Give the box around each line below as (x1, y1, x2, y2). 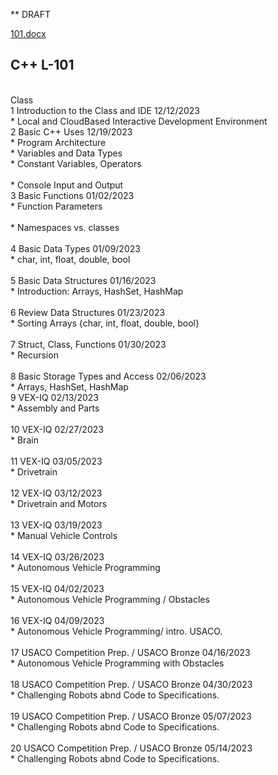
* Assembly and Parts (10, 402, 100, 414)
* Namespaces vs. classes (10, 221, 120, 233)
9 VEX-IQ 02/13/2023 (10, 391, 99, 403)
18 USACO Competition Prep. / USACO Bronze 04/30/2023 (10, 678, 253, 690)
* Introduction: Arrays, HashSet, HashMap (10, 285, 184, 297)
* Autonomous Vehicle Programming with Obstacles (10, 657, 225, 669)
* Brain (10, 434, 39, 446)
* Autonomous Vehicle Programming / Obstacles (10, 593, 210, 605)
